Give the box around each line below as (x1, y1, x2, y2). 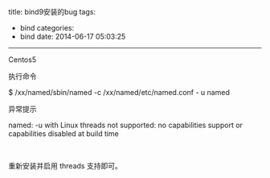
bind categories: (19, 23, 75, 32)
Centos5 (8, 55, 37, 64)
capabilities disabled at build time (8, 129, 119, 139)
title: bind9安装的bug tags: (8, 7, 96, 16)
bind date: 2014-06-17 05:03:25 (19, 31, 126, 41)
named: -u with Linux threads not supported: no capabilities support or (8, 120, 243, 130)
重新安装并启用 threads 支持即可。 (8, 161, 122, 171)
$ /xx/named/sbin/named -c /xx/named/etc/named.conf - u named (8, 88, 231, 97)
